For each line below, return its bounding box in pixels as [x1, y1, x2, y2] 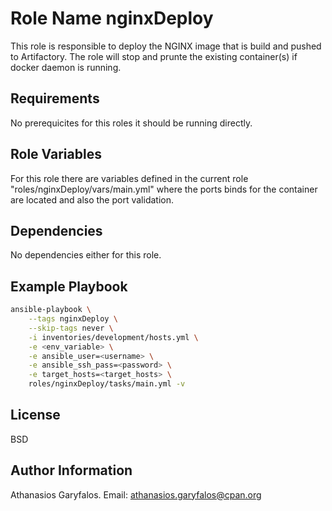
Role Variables [10, 146, 102, 163]
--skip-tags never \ [28, 323, 114, 333]
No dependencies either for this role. [10, 249, 162, 261]
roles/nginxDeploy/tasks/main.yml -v [28, 379, 186, 389]
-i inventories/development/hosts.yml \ [28, 332, 199, 342]
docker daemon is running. [10, 61, 122, 73]
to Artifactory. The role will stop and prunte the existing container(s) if [10, 50, 298, 62]
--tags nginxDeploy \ [28, 314, 118, 324]
